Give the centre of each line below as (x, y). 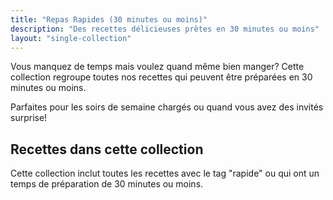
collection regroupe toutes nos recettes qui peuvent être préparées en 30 (161, 77)
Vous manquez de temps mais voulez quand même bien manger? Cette (157, 67)
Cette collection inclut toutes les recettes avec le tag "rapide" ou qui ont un (165, 173)
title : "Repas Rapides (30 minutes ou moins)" (109, 19)
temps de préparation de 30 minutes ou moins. (107, 184)
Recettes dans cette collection (107, 149)
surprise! (29, 118)
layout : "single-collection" (71, 38)
